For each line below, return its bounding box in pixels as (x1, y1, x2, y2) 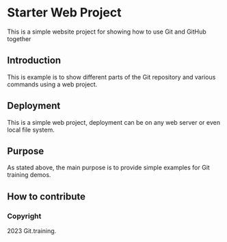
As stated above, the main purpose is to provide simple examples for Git (7, 163, 210, 172)
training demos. (7, 171, 51, 179)
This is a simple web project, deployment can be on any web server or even (7, 118, 221, 126)
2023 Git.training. (7, 227, 57, 235)
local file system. (7, 125, 55, 134)
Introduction (7, 55, 62, 66)
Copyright (7, 211, 42, 221)
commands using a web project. (7, 80, 98, 88)
